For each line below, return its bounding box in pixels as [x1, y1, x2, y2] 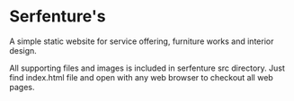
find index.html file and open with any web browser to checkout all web [9, 72, 274, 82]
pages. [9, 81, 35, 92]
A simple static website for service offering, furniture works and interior [9, 36, 274, 46]
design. [9, 45, 38, 55]
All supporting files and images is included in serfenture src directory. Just [9, 63, 285, 73]
